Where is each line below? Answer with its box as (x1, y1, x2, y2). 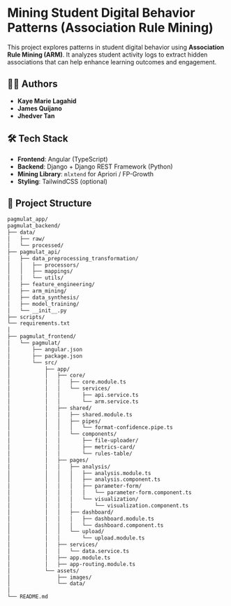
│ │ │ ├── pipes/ (7, 418, 101, 425)
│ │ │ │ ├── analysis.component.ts (7, 476, 161, 484)
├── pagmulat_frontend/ (7, 333, 77, 340)
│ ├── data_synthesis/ (7, 294, 80, 301)
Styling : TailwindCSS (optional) (17, 177, 108, 185)
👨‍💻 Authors (7, 78, 58, 90)
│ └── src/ (7, 359, 58, 366)
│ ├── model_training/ (7, 300, 80, 307)
